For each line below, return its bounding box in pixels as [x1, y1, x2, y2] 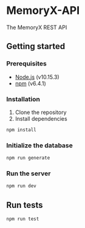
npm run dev [6, 183, 36, 189]
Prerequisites [6, 59, 47, 68]
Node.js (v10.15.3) [15, 73, 59, 81]
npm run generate [6, 155, 50, 161]
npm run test [6, 216, 39, 222]
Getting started [6, 41, 66, 52]
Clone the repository [15, 109, 67, 116]
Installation [6, 95, 41, 103]
